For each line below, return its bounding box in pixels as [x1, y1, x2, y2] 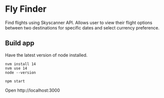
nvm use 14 [5, 66, 27, 71]
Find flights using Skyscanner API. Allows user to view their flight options [5, 20, 153, 25]
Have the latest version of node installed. [5, 52, 88, 58]
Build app [5, 39, 35, 48]
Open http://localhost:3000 [5, 87, 60, 93]
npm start [5, 78, 25, 84]
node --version [5, 70, 36, 75]
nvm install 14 [5, 61, 36, 67]
